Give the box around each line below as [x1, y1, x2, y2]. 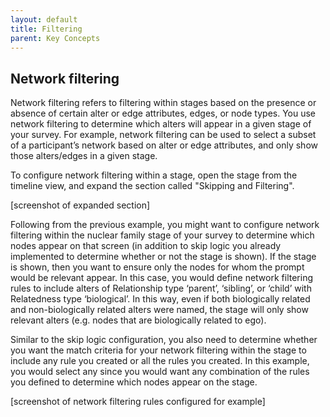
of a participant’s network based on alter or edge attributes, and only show [10, 139, 318, 151]
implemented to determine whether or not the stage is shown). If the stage [10, 251, 317, 263]
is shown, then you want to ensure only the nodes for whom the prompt [10, 261, 305, 273]
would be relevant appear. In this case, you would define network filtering [10, 272, 313, 284]
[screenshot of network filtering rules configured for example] [10, 396, 266, 408]
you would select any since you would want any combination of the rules [10, 366, 310, 378]
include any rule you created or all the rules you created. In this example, [10, 355, 310, 367]
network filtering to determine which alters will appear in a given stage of [10, 118, 312, 130]
